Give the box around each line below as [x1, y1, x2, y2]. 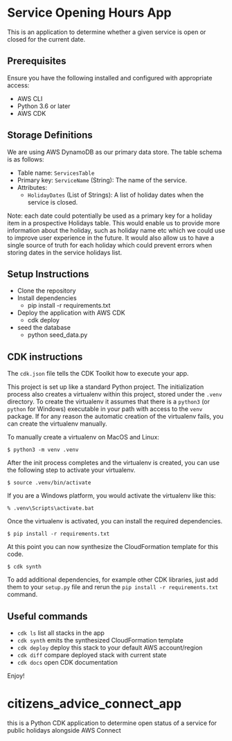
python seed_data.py [27, 331, 88, 339]
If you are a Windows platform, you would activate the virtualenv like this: [7, 491, 216, 500]
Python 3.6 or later [17, 102, 71, 110]
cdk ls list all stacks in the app [17, 629, 105, 637]
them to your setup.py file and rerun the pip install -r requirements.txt [7, 583, 219, 591]
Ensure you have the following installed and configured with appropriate [7, 73, 213, 82]
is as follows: [7, 155, 44, 164]
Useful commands [7, 610, 88, 622]
